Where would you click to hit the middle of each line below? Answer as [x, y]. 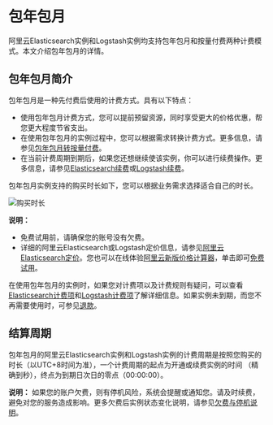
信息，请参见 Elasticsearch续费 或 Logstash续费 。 [108, 168]
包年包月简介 [41, 79]
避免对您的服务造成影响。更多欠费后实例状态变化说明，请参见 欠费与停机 [129, 402]
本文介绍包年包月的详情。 [65, 50]
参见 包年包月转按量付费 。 [63, 148]
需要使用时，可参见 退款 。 [58, 305]
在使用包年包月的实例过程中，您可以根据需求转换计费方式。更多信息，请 [141, 137]
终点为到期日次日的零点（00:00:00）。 [104, 375]
